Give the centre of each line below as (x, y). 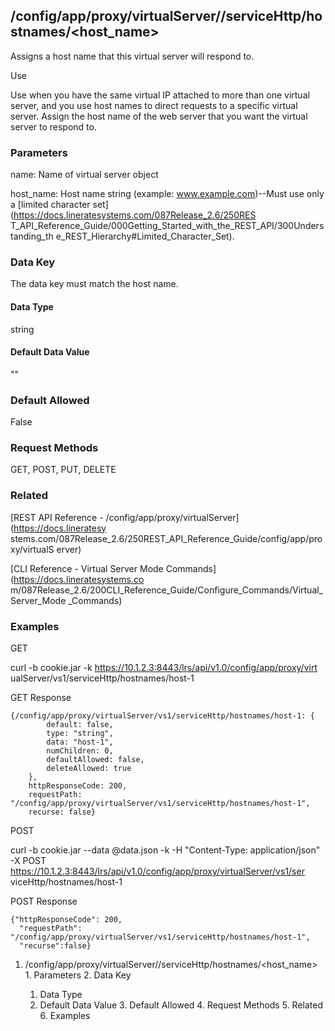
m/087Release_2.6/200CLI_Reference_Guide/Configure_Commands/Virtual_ (167, 590)
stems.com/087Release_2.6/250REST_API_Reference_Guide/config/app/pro (166, 538)
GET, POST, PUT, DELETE (63, 470)
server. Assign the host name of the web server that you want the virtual (159, 116)
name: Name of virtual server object (84, 175)
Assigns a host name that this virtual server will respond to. (132, 56)
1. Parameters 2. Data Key (78, 975)
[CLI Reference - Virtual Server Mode (87, 568)
